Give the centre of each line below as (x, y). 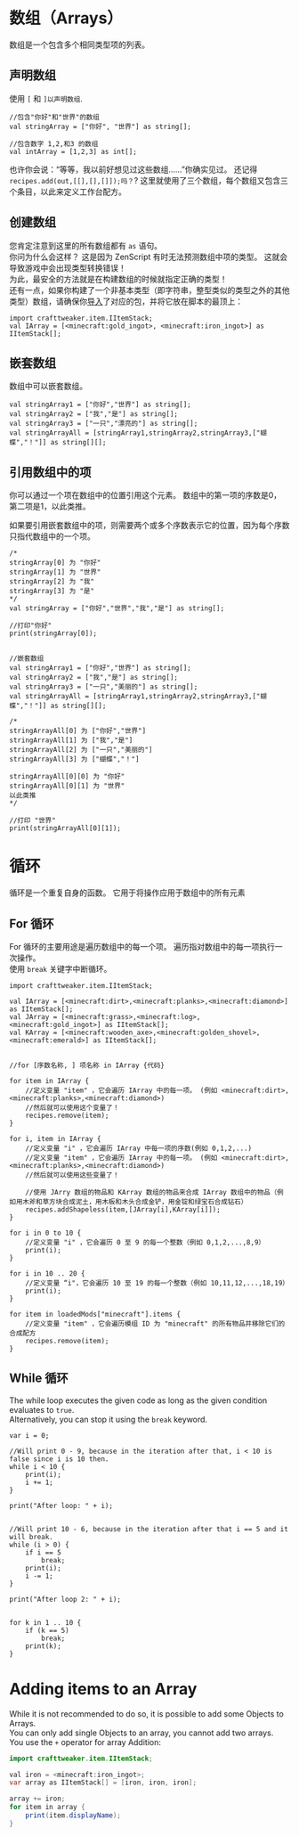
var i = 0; (29, 1435)
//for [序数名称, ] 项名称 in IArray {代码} (87, 1065)
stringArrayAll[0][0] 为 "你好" (67, 777)
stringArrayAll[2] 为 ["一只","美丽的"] (81, 750)
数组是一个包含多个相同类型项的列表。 (79, 45)
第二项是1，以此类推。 (50, 506)
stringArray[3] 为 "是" (52, 592)
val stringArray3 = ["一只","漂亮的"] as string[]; (104, 424)
